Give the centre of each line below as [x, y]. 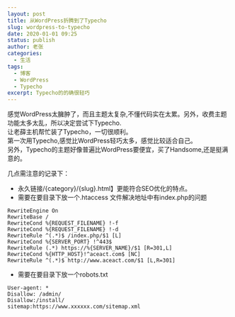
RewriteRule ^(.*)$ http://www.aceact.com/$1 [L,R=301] [91, 261]
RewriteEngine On [33, 211]
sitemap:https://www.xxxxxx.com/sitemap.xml [74, 307]
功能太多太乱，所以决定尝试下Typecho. [64, 123]
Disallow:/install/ [36, 301]
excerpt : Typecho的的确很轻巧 [48, 93]
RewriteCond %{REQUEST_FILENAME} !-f [63, 223]
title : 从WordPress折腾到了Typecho [57, 21]
